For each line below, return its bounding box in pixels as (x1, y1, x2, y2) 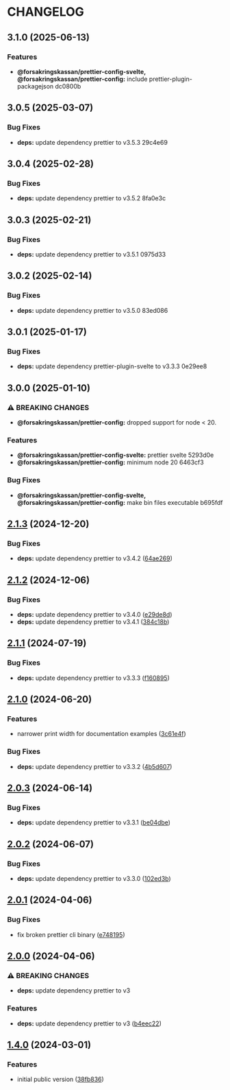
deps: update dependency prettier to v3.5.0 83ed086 (16, 306, 168, 314)
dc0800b (55, 82, 81, 90)
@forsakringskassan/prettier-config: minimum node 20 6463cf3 (16, 458, 204, 466)
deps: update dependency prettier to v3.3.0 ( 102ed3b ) (16, 875, 171, 883)
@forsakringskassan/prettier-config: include (16, 75, 148, 83)
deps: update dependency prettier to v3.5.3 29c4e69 (16, 138, 168, 146)
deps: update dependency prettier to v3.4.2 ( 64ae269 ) (16, 554, 173, 562)
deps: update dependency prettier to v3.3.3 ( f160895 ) (16, 674, 170, 682)
